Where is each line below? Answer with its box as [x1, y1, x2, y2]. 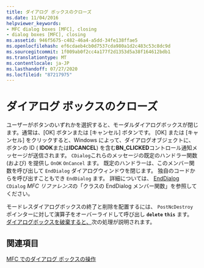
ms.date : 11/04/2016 [6, 15, 59, 21]
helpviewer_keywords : [6, 20, 62, 26]
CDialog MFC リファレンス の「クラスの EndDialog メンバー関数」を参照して [6, 182, 197, 190]
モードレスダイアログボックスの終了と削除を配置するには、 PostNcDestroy [6, 203, 194, 210]
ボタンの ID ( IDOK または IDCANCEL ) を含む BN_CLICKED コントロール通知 [6, 144, 192, 152]
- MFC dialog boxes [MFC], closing [6, 26, 97, 32]
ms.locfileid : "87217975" [6, 72, 72, 78]
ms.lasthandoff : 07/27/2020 [6, 65, 78, 72]
